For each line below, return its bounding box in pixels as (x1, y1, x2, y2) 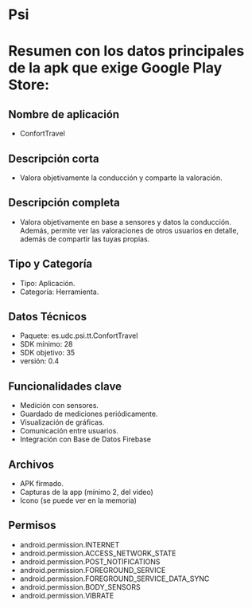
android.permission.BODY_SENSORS (19, 582, 141, 591)
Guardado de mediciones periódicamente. (19, 409, 158, 419)
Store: (8, 76, 50, 94)
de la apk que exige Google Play (8, 59, 223, 77)
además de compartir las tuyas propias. (19, 233, 150, 244)
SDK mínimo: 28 (19, 339, 73, 349)
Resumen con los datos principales (8, 42, 245, 61)
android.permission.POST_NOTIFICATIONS (19, 556, 161, 567)
